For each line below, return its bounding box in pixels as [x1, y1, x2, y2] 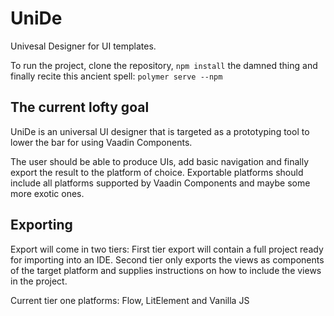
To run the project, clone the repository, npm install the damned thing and [10, 59, 318, 71]
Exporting [10, 217, 73, 234]
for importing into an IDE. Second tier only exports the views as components [10, 253, 325, 266]
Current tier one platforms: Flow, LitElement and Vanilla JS [10, 294, 250, 306]
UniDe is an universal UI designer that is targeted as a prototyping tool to [10, 125, 310, 137]
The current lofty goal [10, 99, 150, 116]
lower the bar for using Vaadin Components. [10, 136, 193, 148]
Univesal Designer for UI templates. [10, 40, 157, 52]
